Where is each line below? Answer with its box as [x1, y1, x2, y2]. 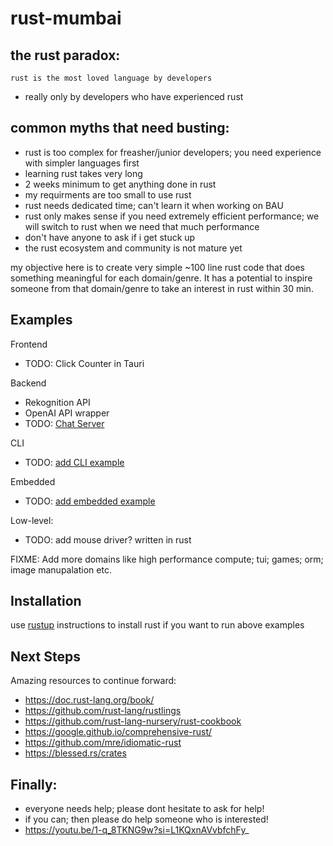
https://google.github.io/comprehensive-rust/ [24, 726, 213, 738]
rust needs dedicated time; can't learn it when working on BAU [24, 199, 284, 211]
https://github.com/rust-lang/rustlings [24, 705, 182, 717]
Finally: [10, 776, 58, 793]
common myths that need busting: [10, 120, 230, 137]
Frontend [10, 338, 48, 350]
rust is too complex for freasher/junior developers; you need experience [24, 146, 322, 158]
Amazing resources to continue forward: [10, 675, 177, 687]
